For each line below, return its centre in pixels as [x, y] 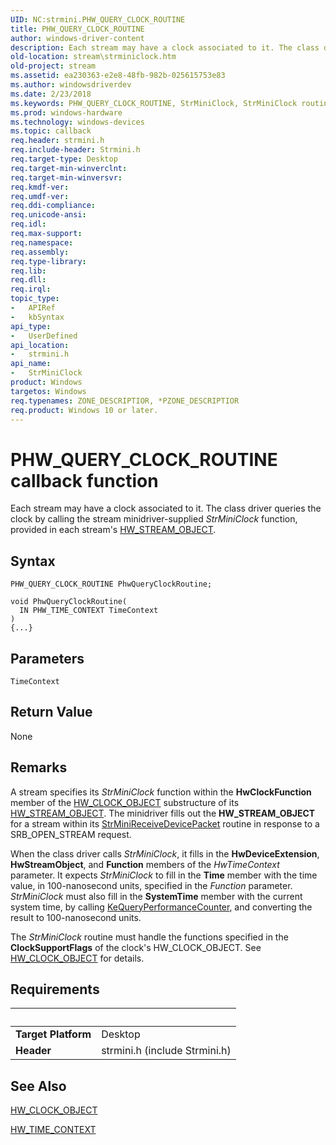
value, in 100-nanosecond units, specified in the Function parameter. [151, 885]
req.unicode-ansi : [48, 215]
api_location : [40, 345]
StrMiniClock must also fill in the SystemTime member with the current [156, 896]
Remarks [39, 767]
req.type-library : [48, 261]
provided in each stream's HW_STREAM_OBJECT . [113, 530]
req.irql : [31, 289]
